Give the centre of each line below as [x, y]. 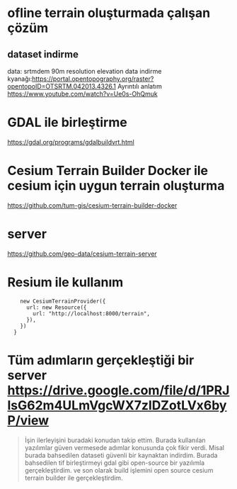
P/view [28, 420]
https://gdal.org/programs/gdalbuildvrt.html [71, 142]
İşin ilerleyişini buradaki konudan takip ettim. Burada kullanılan [115, 440]
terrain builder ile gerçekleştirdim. [74, 478]
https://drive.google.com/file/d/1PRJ [118, 390]
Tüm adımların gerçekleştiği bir [101, 360]
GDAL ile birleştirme [67, 123]
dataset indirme [43, 54]
